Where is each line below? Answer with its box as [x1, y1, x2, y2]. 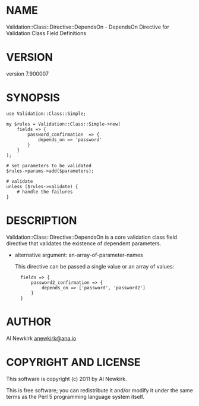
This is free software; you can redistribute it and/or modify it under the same [6, 386, 193, 393]
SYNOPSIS [6, 91, 61, 105]
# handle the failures [17, 189, 73, 195]
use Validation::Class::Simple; [6, 111, 86, 117]
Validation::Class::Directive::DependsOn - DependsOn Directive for [6, 23, 170, 30]
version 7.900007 [6, 70, 49, 77]
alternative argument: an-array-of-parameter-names [14, 251, 144, 258]
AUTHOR [6, 315, 52, 328]
